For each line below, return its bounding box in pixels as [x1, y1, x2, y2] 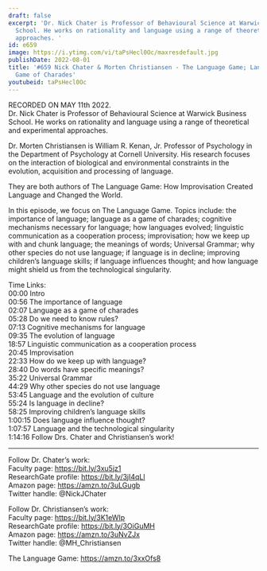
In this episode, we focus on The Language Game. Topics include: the [8, 205, 237, 215]
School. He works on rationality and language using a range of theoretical [8, 117, 250, 126]
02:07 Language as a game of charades [8, 305, 139, 315]
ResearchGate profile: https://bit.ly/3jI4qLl [8, 472, 145, 481]
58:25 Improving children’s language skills [8, 406, 145, 416]
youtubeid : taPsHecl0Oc [8, 78, 87, 86]
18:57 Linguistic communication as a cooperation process [8, 339, 197, 348]
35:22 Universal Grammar [8, 373, 93, 383]
